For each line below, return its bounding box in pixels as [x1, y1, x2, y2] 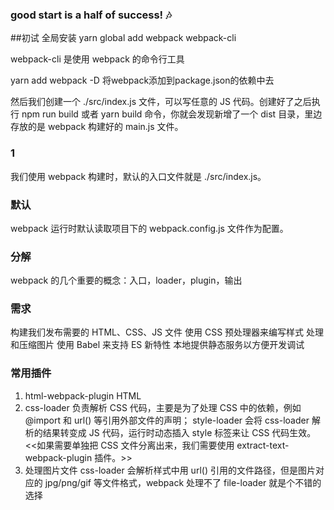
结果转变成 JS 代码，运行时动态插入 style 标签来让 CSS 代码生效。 [42, 426, 317, 438]
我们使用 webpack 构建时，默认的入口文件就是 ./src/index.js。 [10, 170, 267, 182]
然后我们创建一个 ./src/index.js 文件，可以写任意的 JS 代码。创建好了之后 [10, 96, 312, 108]
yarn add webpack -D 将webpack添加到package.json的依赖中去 [10, 74, 275, 87]
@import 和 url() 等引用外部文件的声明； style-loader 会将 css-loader [24, 414, 310, 426]
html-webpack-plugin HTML [24, 389, 142, 402]
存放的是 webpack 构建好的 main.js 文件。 [10, 121, 184, 133]
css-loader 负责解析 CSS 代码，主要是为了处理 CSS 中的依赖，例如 [24, 401, 302, 413]
